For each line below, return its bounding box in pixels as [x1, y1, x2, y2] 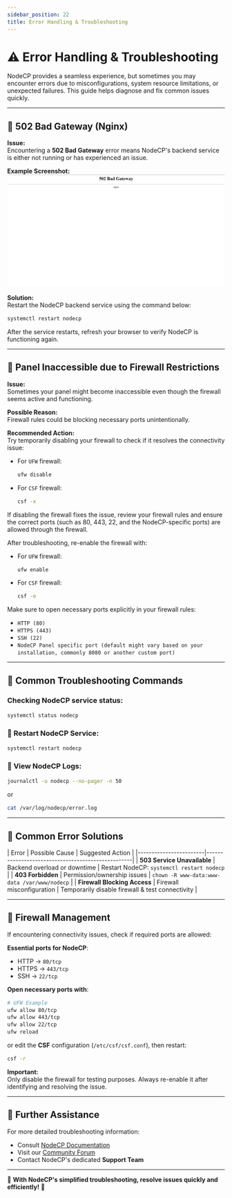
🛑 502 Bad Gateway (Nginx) [7, 120, 128, 132]
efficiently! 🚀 [7, 1183, 46, 1191]
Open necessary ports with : [7, 985, 89, 993]
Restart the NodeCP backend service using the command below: [7, 301, 192, 309]
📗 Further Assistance [7, 1109, 100, 1121]
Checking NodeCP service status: [7, 695, 123, 705]
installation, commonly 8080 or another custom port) [17, 649, 175, 656]
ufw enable [17, 566, 49, 573]
